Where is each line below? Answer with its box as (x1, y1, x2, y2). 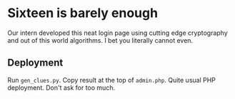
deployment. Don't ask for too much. (7, 83, 116, 92)
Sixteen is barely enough (7, 5, 159, 21)
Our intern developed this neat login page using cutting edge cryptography (7, 28, 229, 37)
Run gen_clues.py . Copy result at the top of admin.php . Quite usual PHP (7, 75, 216, 84)
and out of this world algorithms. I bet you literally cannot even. (7, 36, 194, 44)
